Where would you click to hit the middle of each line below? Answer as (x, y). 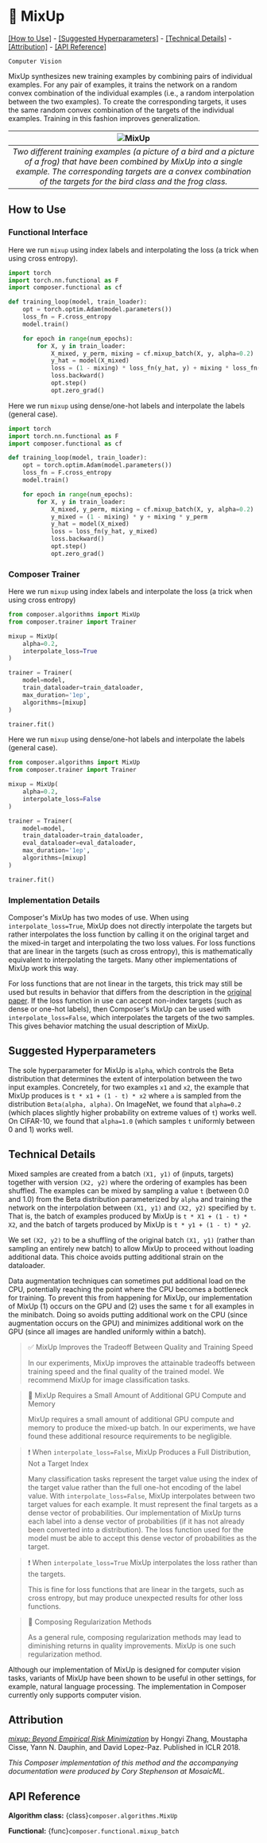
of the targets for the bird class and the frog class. (133, 181)
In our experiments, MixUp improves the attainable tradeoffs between (141, 1363)
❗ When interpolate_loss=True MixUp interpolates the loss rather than (143, 1562)
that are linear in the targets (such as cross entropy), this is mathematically (130, 951)
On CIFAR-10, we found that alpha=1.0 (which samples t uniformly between (132, 1121)
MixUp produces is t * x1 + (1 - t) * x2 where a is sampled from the (125, 1095)
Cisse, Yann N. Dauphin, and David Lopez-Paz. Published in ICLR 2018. (124, 1747)
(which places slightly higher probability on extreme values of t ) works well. (132, 1112)
